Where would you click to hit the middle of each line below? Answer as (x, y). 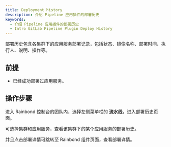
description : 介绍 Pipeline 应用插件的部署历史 (52, 15)
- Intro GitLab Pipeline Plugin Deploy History (61, 29)
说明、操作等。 (34, 50)
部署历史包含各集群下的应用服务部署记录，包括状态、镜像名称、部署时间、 (83, 44)
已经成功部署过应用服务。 (39, 81)
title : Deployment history (34, 10)
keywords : (16, 19)
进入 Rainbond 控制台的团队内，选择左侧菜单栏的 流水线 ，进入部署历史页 (82, 112)
